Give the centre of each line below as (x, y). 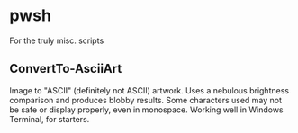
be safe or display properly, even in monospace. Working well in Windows (146, 110)
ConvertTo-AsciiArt (66, 69)
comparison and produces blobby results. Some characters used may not (145, 100)
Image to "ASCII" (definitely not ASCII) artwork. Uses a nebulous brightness (149, 90)
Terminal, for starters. (50, 119)
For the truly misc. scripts (57, 40)
